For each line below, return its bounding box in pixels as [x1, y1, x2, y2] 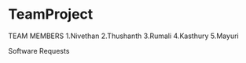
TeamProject [8, 5, 94, 23]
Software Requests [8, 46, 70, 55]
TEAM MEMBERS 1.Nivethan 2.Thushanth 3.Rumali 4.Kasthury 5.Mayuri [8, 31, 239, 40]
